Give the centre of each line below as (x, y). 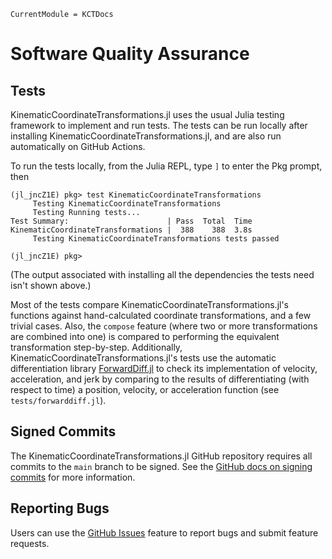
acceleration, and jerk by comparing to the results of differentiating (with (160, 379)
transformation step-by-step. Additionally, (96, 347)
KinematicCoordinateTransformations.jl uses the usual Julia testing (147, 114)
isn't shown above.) (51, 285)
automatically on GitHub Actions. (78, 146)
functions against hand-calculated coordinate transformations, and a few (161, 315)
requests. (30, 543)
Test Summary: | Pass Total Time (131, 221)
